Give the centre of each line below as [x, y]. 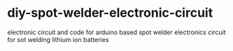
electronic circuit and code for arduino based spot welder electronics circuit [116, 32]
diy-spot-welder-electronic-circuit [110, 13]
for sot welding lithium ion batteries [58, 39]
